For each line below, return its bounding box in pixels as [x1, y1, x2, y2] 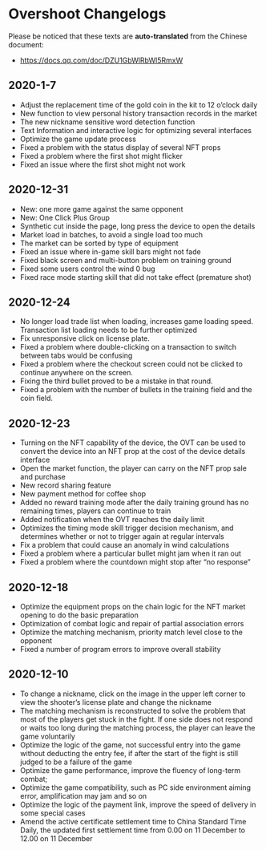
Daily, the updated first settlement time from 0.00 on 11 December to [19, 825, 246, 835]
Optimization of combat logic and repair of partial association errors [19, 619, 244, 628]
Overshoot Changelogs [8, 5, 167, 23]
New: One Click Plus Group [19, 212, 111, 222]
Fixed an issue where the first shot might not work [19, 160, 186, 169]
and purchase [19, 472, 66, 482]
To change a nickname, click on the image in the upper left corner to [19, 689, 246, 698]
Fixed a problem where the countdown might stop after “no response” [19, 557, 251, 567]
